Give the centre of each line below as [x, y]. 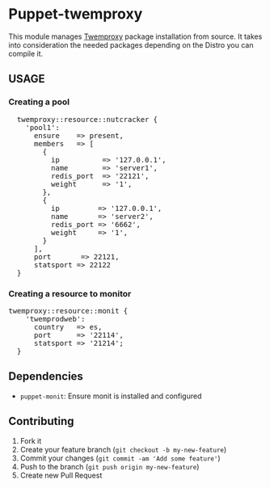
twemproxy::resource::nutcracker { [87, 119]
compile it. [26, 53]
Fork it [31, 440]
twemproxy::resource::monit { [68, 311]
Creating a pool [39, 102]
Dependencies [46, 377]
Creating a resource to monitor [70, 293]
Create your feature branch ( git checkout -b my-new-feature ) [123, 449]
